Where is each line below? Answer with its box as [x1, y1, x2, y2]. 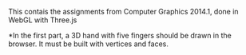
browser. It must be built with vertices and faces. [8, 39, 169, 49]
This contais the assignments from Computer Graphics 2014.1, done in [8, 7, 239, 16]
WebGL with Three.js [8, 15, 77, 25]
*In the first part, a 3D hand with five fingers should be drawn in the [8, 31, 232, 40]
